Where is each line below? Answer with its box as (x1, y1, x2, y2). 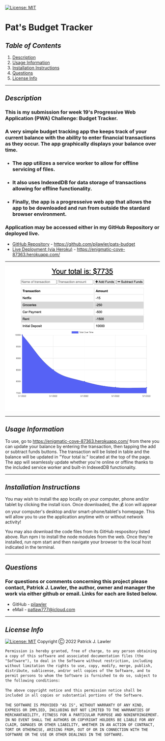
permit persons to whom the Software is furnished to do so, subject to (5, 673, 157, 678)
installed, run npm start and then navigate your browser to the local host (5, 539, 151, 545)
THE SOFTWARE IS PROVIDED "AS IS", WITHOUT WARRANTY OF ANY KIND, (5, 703, 144, 708)
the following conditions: (5, 678, 60, 683)
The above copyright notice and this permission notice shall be (5, 688, 141, 693)
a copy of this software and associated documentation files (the (5, 654, 144, 658)
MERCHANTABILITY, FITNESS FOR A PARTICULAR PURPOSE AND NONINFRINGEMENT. (5, 712, 160, 717)
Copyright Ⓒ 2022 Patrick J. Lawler (37, 638, 111, 644)
